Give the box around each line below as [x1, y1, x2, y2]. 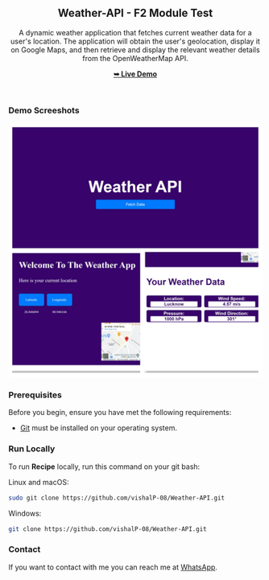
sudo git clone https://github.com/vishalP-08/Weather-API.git [8, 494, 226, 502]
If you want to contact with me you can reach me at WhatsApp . [8, 562, 217, 572]
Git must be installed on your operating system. [19, 423, 177, 433]
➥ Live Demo [113, 68, 158, 79]
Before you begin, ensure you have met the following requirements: [8, 408, 232, 418]
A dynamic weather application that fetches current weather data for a [19, 27, 252, 37]
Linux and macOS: [8, 477, 69, 487]
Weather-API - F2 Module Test [57, 6, 213, 20]
